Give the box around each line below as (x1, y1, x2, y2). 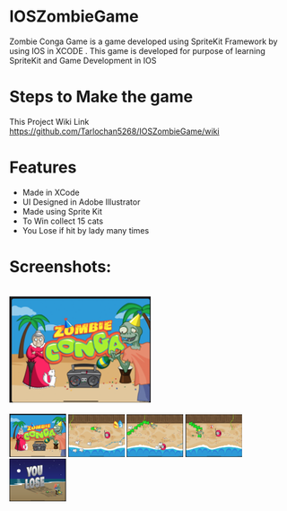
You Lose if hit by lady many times (22, 225, 150, 235)
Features (9, 157, 77, 178)
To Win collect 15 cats (22, 216, 104, 226)
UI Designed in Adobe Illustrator (22, 196, 141, 207)
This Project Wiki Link (9, 116, 90, 127)
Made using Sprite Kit (22, 206, 103, 216)
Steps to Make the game (9, 87, 194, 107)
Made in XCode (22, 187, 81, 198)
